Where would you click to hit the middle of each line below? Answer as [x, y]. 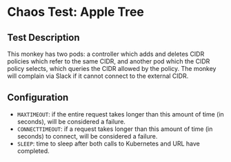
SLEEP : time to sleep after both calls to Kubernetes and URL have [108, 143]
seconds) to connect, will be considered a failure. [87, 136]
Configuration [38, 98]
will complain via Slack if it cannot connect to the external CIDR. [98, 76]
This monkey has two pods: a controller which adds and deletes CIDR [106, 54]
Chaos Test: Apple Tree [76, 12]
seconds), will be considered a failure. [71, 121]
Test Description [44, 38]
